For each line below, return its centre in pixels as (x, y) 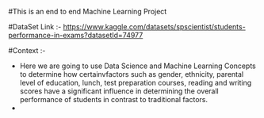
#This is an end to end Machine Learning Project (88, 11)
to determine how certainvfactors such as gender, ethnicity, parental (132, 74)
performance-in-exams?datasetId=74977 (76, 35)
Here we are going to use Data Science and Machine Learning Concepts (138, 66)
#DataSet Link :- (35, 27)
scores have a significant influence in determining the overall (119, 91)
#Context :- (27, 50)
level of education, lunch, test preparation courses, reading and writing (136, 83)
